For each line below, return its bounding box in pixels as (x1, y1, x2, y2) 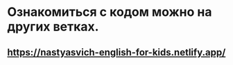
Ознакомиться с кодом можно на (7, 4, 212, 20)
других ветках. (7, 19, 99, 35)
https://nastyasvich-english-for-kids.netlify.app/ (7, 46, 226, 58)
